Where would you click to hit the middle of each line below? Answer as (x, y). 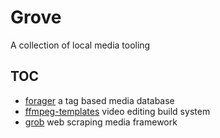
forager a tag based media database (99, 100)
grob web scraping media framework (101, 122)
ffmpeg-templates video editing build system (117, 111)
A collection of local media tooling (80, 45)
